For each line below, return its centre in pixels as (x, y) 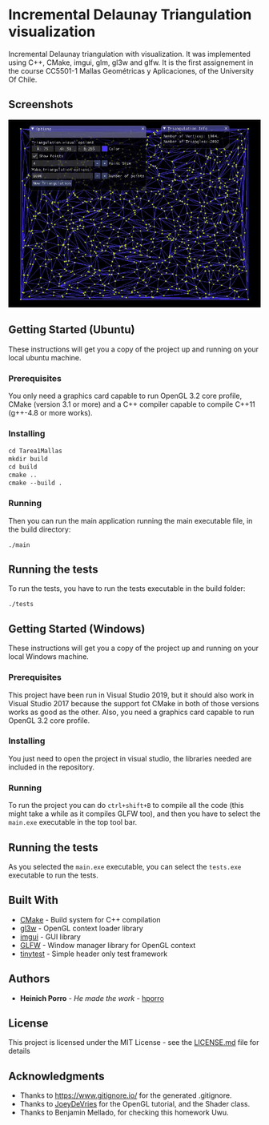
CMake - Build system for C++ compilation (90, 919)
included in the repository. (51, 767)
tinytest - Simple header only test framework (94, 954)
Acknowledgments (57, 1076)
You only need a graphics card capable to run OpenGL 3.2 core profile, (125, 396)
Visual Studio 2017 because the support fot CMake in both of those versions (134, 703)
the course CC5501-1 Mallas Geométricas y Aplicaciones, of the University (131, 70)
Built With (33, 900)
